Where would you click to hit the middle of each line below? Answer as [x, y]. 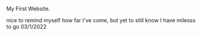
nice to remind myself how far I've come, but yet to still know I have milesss [101, 20]
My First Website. [28, 9]
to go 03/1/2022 [26, 27]
